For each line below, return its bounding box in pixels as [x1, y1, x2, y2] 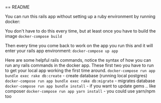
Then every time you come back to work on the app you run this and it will [5, 43, 153, 48]
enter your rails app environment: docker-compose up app [5, 48, 118, 53]
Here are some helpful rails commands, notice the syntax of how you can [5, 57, 151, 63]
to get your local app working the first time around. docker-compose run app [5, 68, 156, 73]
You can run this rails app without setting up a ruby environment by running [5, 14, 156, 19]
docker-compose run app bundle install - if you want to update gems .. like [5, 83, 156, 89]
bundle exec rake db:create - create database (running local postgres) [5, 73, 147, 78]
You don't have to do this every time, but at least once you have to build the [5, 28, 156, 34]
